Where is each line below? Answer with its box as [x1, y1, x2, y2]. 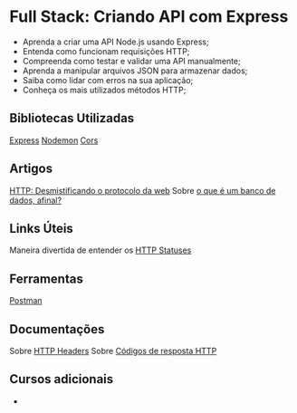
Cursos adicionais [9, 371, 114, 387]
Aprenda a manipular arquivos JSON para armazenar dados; [22, 65, 248, 76]
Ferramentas [9, 271, 83, 286]
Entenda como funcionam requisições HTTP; [22, 45, 190, 56]
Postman [9, 295, 43, 306]
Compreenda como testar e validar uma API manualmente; [22, 55, 242, 66]
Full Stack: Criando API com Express [9, 6, 289, 27]
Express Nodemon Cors [9, 134, 99, 146]
